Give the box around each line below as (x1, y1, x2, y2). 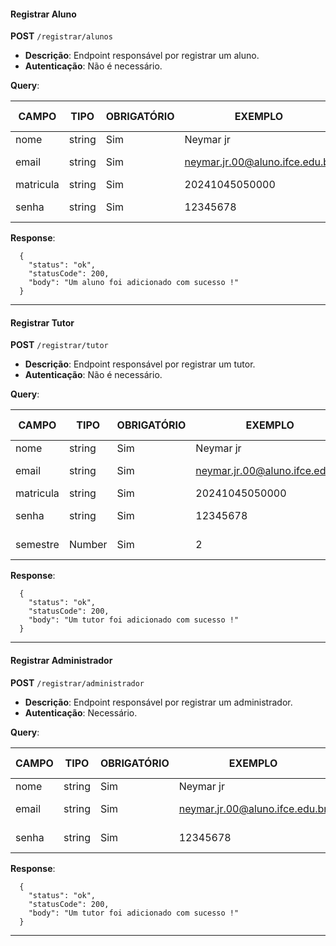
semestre (15, 538, 60, 552)
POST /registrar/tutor (10, 339, 109, 351)
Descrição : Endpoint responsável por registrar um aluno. (24, 50, 260, 62)
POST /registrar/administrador (10, 676, 145, 689)
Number (68, 538, 108, 552)
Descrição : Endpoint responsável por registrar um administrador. (24, 696, 293, 708)
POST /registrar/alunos (10, 30, 113, 42)
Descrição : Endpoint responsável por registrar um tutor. (24, 358, 256, 370)
